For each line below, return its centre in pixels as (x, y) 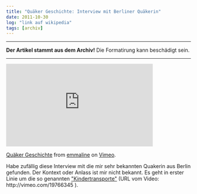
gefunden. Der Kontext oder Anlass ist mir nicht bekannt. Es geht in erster (95, 173)
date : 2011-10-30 (27, 17)
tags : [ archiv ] (25, 28)
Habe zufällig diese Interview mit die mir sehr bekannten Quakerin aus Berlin (98, 166)
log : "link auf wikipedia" (39, 22)
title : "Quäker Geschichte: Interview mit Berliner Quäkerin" (84, 11)
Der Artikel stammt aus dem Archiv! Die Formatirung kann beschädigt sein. (98, 50)
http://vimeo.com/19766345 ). (42, 185)
